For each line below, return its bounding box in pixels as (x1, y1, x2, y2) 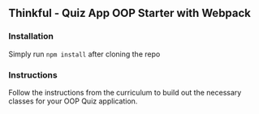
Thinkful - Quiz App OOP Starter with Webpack (8, 6, 252, 20)
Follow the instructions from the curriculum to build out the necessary (8, 87, 242, 97)
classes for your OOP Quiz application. (8, 96, 138, 106)
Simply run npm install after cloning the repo (8, 49, 161, 59)
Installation (8, 31, 54, 42)
